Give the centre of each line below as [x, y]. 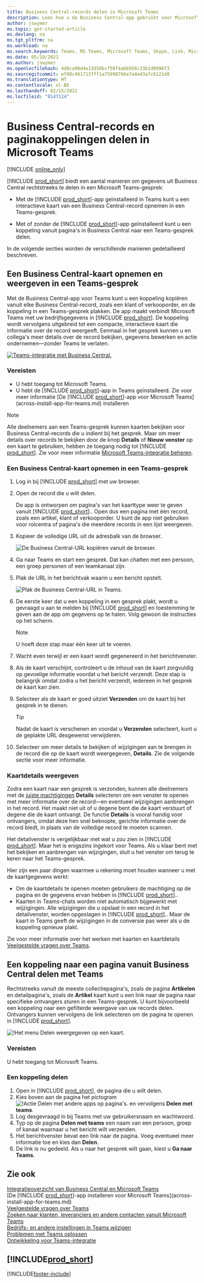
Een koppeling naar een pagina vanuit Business [98, 965]
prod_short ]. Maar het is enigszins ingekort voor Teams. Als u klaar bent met [102, 846]
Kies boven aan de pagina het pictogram [66, 1097]
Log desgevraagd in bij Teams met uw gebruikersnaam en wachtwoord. [105, 1116]
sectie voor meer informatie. [51, 760]
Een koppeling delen [38, 1077]
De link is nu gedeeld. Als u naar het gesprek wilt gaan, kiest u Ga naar [104, 1148]
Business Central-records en [81, 127]
